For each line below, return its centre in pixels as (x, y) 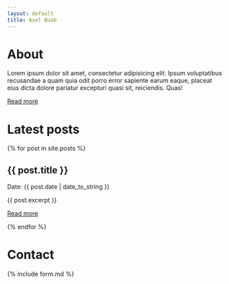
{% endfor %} (27, 227)
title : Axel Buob (32, 20)
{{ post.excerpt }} (32, 200)
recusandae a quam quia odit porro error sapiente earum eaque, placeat (110, 81)
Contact (31, 255)
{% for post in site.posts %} (47, 149)
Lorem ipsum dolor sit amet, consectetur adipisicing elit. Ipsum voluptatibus (114, 73)
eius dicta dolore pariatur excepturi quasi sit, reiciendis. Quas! (95, 88)
